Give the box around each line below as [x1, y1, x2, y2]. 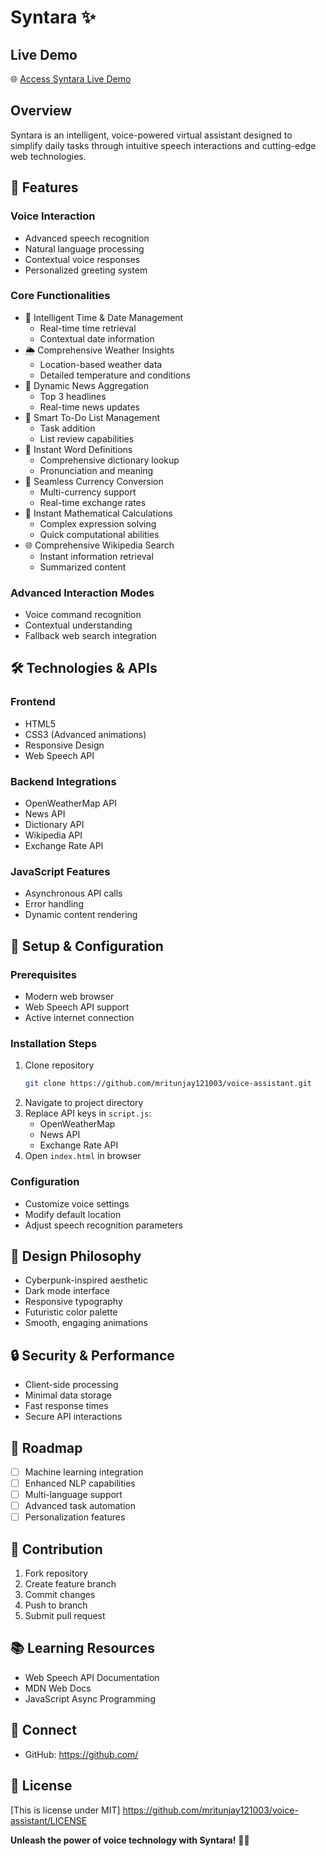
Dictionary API [24, 819, 85, 831]
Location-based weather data [39, 358, 163, 370]
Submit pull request [24, 1610, 106, 1622]
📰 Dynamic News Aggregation [24, 379, 149, 391]
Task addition [39, 422, 96, 434]
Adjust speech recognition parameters [24, 1219, 183, 1231]
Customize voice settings [24, 1197, 130, 1210]
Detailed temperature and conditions [39, 369, 191, 381]
